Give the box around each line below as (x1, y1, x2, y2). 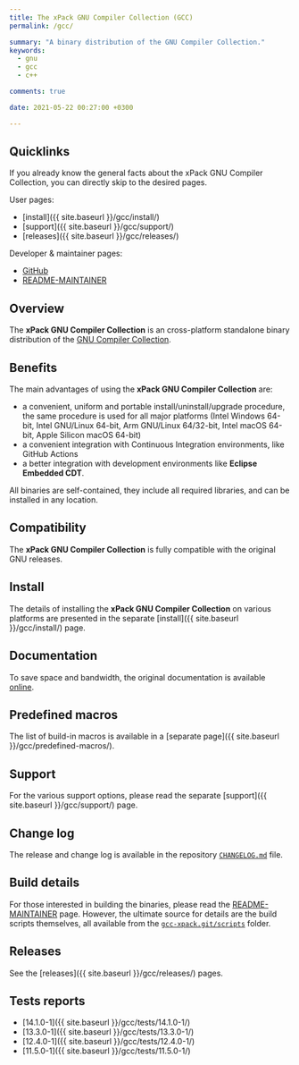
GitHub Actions (21, 449, 79, 460)
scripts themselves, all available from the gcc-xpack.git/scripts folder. (9, 917, 271, 928)
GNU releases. (9, 554, 63, 564)
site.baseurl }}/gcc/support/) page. (9, 799, 138, 810)
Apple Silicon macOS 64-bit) (36, 430, 141, 441)
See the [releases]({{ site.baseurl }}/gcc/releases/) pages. (9, 968, 223, 978)
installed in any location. (9, 494, 98, 505)
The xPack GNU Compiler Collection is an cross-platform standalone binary (9, 325, 290, 335)
